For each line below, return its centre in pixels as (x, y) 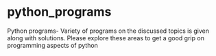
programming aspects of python (52, 45)
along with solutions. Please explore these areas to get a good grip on (106, 38)
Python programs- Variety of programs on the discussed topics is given (108, 31)
